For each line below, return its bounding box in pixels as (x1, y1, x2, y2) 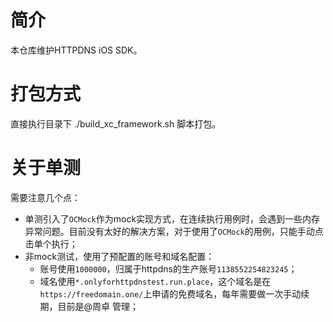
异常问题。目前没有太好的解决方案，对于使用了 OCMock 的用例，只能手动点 (24, 225, 324, 237)
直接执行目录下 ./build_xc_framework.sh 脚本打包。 (10, 117, 222, 130)
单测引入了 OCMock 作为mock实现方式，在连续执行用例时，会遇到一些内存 (24, 212, 321, 225)
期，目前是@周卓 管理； (39, 300, 140, 312)
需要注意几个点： (10, 191, 81, 203)
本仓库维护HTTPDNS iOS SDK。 (10, 44, 143, 56)
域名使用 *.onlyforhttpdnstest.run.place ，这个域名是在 (39, 275, 272, 287)
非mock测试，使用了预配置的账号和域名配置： (24, 250, 215, 262)
